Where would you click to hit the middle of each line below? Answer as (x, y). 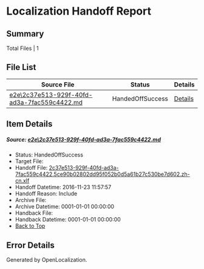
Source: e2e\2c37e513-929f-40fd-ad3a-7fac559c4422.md (83, 139)
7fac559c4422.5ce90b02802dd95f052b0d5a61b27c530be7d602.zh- (102, 174)
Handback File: (34, 213)
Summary (25, 34)
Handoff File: (31, 168)
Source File (58, 85)
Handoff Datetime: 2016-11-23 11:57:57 (63, 187)
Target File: (29, 161)
